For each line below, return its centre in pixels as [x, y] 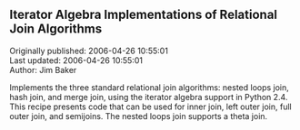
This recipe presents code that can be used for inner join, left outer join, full [151, 107]
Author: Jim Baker [43, 70]
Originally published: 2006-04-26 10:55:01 [89, 51]
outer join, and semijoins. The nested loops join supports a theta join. [139, 116]
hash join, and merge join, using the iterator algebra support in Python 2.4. [149, 97]
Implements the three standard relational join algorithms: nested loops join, [149, 87]
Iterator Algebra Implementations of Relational [144, 15]
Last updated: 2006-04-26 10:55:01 [76, 60]
